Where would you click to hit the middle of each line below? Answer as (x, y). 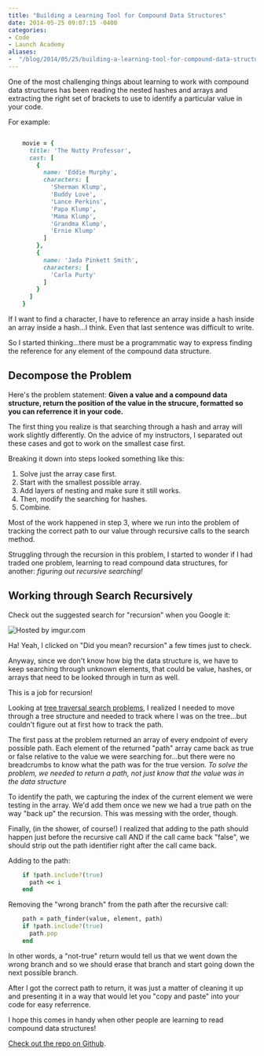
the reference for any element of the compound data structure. (110, 351)
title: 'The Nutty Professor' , (80, 150)
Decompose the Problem (70, 375)
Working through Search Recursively (101, 596)
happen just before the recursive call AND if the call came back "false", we (129, 837)
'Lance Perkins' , (79, 201)
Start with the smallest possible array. (81, 482)
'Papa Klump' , (73, 209)
